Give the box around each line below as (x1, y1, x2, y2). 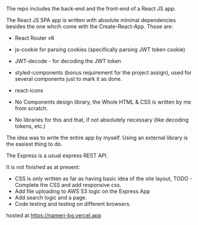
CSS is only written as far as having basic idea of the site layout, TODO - (14, 175, 193, 182)
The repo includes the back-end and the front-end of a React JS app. (6, 5, 176, 12)
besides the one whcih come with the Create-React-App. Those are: (6, 23, 174, 30)
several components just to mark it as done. (14, 76, 122, 82)
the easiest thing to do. (6, 140, 62, 148)
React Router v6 (14, 35, 55, 41)
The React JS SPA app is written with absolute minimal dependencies (6, 17, 177, 23)
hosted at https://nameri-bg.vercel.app (6, 212, 102, 219)
